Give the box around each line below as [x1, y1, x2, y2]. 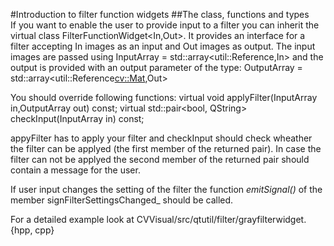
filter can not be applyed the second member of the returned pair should [10, 154, 310, 165]
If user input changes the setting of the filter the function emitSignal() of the [10, 184, 323, 195]
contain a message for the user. [10, 164, 141, 176]
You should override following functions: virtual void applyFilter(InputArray [10, 92, 318, 103]
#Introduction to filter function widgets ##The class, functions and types [10, 9, 310, 20]
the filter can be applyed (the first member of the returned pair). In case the [10, 143, 322, 154]
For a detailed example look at [10, 214, 135, 225]
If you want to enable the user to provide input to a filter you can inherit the [10, 19, 320, 31]
